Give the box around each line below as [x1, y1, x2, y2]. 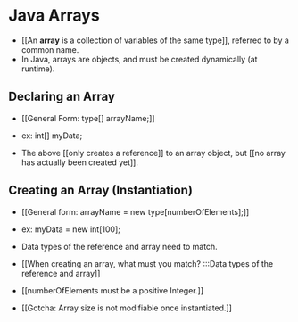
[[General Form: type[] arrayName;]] [21, 112, 155, 123]
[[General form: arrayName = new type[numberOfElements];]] [21, 206, 250, 217]
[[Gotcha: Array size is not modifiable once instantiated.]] [21, 302, 233, 313]
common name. [21, 44, 79, 54]
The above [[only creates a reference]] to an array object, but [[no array [21, 147, 286, 158]
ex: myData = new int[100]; [21, 224, 121, 235]
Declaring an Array [8, 89, 115, 104]
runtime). [21, 63, 55, 74]
